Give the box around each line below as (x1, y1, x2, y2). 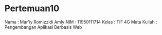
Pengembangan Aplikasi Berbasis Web (4, 24, 82, 30)
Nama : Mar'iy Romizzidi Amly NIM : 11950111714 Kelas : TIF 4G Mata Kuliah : (4, 19, 158, 25)
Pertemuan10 (4, 3, 59, 14)
